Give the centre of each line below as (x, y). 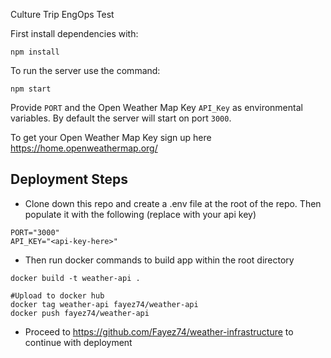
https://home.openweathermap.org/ (84, 148)
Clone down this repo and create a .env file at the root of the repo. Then (173, 203)
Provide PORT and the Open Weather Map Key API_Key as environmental (156, 107)
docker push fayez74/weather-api (80, 313)
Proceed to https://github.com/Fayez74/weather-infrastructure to (159, 331)
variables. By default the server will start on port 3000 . (121, 118)
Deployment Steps (69, 179)
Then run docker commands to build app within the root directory (159, 260)
